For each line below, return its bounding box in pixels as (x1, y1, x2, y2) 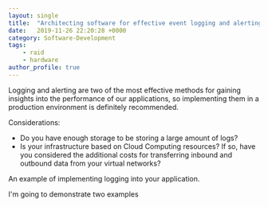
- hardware (22, 57, 59, 64)
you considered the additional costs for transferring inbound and (19, 150, 233, 159)
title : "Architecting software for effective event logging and (8, 19, 230, 27)
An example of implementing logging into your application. (8, 174, 200, 183)
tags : (8, 41, 26, 49)
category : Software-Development (8, 33, 116, 42)
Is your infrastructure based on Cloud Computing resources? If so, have (19, 141, 256, 151)
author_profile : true (8, 64, 81, 72)
